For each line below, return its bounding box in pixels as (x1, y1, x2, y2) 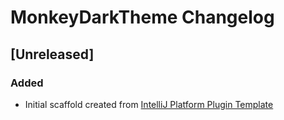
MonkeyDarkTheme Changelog (10, 6, 275, 29)
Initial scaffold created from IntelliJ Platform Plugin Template (24, 98, 274, 110)
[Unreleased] (10, 46, 95, 63)
